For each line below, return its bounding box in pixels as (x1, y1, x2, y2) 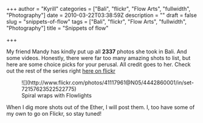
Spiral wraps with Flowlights (21, 92, 92, 99)
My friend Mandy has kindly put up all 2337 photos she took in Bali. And (6, 48, 187, 55)
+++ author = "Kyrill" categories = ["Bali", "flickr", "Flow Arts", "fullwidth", (6, 5, 191, 12)
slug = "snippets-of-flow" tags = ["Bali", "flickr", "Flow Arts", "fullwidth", (6, 18, 187, 25)
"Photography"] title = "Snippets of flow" (6, 24, 109, 32)
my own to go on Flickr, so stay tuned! (6, 110, 102, 117)
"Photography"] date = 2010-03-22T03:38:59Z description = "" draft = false (6, 12, 198, 19)
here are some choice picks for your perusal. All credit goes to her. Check (6, 61, 191, 68)
